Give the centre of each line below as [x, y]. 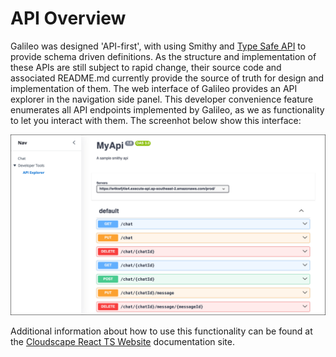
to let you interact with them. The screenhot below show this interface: [156, 120]
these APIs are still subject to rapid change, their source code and [146, 67]
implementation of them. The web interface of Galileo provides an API [154, 88]
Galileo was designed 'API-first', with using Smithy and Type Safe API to [158, 46]
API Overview [68, 18]
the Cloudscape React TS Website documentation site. [122, 342]
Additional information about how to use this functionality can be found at [161, 331]
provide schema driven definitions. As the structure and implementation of [163, 56]
